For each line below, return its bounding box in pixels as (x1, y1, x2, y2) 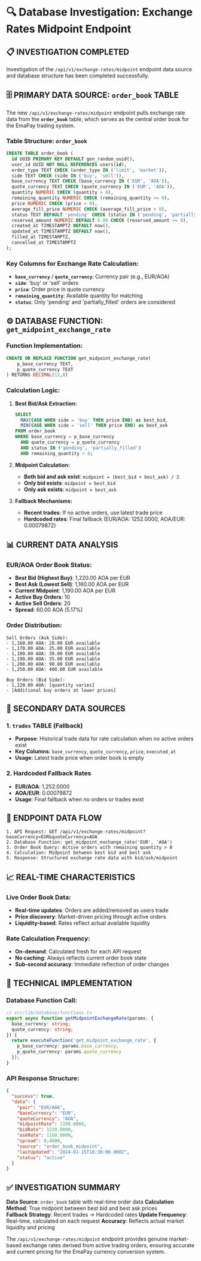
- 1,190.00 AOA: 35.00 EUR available (6, 655, 100, 662)
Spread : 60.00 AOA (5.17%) (14, 606, 83, 613)
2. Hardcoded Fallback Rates (6, 769, 92, 778)
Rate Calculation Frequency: (6, 934, 91, 943)
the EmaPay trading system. (6, 122, 75, 129)
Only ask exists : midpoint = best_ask (23, 486, 117, 493)
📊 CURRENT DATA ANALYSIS (6, 540, 118, 550)
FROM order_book (14, 428, 56, 434)
